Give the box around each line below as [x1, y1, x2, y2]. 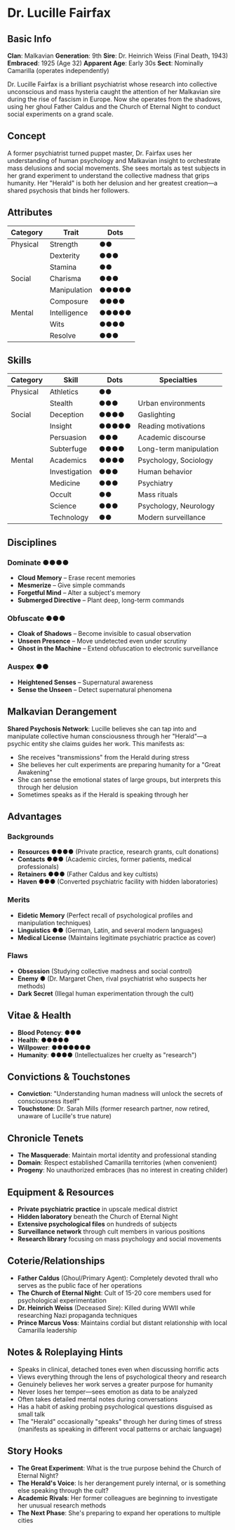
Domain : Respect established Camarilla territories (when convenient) [17, 1158, 217, 1167]
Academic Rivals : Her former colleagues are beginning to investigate [17, 1493, 218, 1502]
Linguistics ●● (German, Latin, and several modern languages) [17, 926, 203, 934]
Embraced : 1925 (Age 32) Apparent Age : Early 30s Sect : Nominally [7, 59, 203, 67]
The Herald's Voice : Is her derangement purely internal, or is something [17, 1479, 226, 1487]
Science [49, 501, 77, 511]
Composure [49, 296, 89, 306]
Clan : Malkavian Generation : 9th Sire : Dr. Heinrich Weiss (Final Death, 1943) [7, 51, 229, 60]
